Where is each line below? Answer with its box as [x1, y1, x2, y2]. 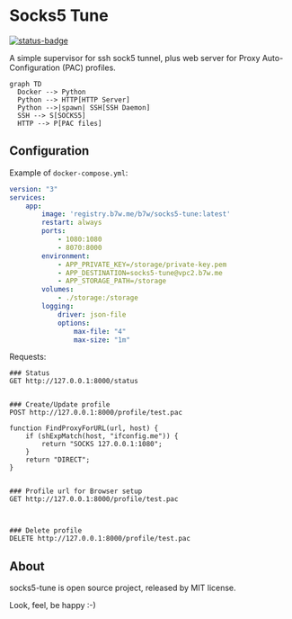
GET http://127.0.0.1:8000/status [9, 377, 139, 386]
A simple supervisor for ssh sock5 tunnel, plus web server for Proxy [9, 52, 261, 63]
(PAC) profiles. [62, 62, 117, 73]
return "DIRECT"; [25, 455, 91, 464]
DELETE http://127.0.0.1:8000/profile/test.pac [9, 534, 191, 543]
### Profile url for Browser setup [9, 487, 143, 496]
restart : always [41, 218, 102, 228]
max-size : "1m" [73, 335, 130, 345]
